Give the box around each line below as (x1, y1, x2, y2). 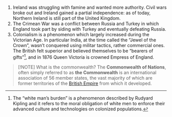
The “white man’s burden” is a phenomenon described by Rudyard (12, 95, 153, 101)
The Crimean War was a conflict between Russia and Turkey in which (12, 20, 159, 27)
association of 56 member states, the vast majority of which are (17, 75, 153, 81)
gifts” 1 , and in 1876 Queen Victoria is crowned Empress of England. (12, 53, 155, 60)
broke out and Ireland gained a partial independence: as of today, (12, 10, 151, 16)
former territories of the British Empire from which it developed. (17, 80, 152, 86)
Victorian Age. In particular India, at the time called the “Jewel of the (12, 37, 156, 43)
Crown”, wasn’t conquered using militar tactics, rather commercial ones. (12, 42, 165, 48)
